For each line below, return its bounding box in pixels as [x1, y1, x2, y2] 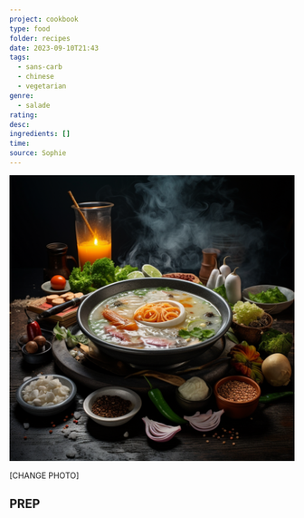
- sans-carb [17, 63, 63, 72]
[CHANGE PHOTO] [9, 470, 80, 481]
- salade [17, 101, 51, 110]
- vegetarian [17, 82, 67, 91]
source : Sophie [9, 149, 67, 158]
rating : [9, 110, 39, 120]
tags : [9, 53, 30, 63]
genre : [9, 91, 34, 100]
